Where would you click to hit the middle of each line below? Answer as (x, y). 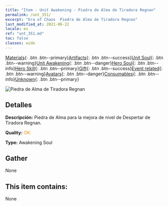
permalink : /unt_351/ (28, 15)
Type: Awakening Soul (29, 142)
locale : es (17, 29)
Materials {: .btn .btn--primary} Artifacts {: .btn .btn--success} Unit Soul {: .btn (85, 57)
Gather (17, 158)
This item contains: (36, 186)
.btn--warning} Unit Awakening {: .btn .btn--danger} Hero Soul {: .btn (75, 63)
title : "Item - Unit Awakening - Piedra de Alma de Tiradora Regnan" (81, 10)
